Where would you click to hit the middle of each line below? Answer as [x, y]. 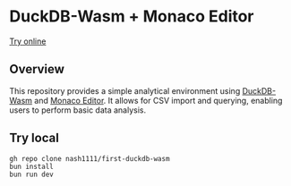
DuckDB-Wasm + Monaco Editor [132, 17]
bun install [31, 166]
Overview [37, 69]
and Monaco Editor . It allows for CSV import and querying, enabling [158, 100]
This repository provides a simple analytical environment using [125, 90]
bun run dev [31, 174]
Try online [28, 41]
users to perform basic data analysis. [77, 110]
